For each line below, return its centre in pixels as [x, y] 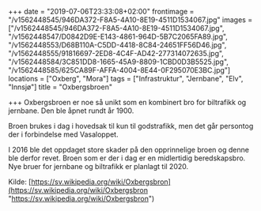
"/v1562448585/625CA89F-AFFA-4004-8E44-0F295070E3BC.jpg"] [119, 70]
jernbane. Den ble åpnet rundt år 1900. [71, 111]
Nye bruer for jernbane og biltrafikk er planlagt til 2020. [98, 166]
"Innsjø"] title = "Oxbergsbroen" [61, 87]
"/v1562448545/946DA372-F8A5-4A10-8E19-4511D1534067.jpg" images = [130, 20]
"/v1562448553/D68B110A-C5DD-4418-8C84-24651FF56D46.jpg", [117, 45]
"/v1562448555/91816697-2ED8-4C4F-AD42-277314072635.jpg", [116, 53]
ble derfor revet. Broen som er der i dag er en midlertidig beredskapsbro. [127, 158]
